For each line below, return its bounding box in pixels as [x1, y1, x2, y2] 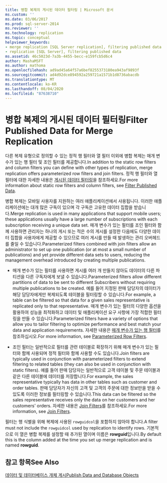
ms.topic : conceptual [5, 35, 50, 40]
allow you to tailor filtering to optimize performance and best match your [12, 321, 162, 327]
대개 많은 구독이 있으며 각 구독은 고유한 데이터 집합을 [30, 204, 133, 210]
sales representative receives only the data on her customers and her [12, 397, 156, 403]
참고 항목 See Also [5, 458, 59, 466]
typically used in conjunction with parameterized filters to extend [12, 356, 146, 362]
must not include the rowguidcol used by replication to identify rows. [5, 425, 146, 431]
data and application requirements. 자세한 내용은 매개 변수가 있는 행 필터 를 [12, 327, 161, 333]
